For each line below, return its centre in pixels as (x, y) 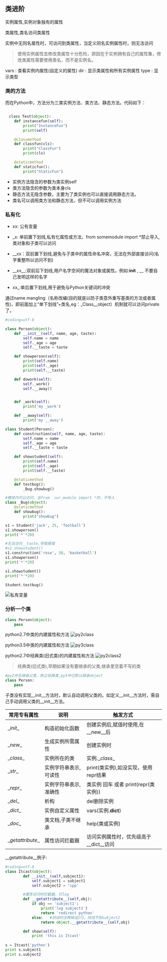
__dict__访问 (101, 844)
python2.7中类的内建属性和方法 (37, 635)
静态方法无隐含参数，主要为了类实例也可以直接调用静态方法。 (76, 194)
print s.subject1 (23, 950)
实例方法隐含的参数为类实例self (44, 181)
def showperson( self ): (38, 356)
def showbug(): (30, 512)
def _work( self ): (32, 402)
